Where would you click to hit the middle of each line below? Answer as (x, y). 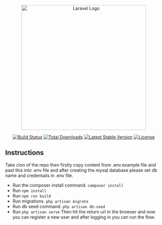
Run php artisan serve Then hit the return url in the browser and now (84, 211)
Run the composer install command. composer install (68, 185)
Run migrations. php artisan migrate (50, 201)
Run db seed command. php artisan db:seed (59, 206)
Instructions (24, 153)
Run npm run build (32, 195)
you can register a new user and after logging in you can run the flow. (84, 217)
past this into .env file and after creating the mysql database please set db (81, 170)
